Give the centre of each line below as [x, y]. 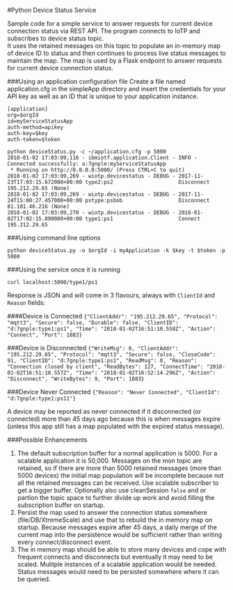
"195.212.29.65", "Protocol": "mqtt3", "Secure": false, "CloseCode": [112, 355]
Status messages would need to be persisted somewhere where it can [118, 572]
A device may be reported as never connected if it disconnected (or [104, 411]
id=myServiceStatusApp [40, 121]
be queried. [34, 579]
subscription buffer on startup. [61, 505]
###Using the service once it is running [64, 270]
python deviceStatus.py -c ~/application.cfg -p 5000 [87, 152]
